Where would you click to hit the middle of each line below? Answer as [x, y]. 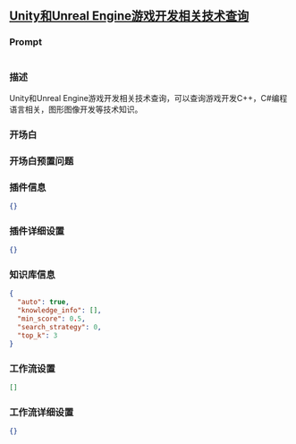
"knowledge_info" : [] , [59, 311]
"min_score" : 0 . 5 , [52, 319]
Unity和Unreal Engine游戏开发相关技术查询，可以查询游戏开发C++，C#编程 [148, 98]
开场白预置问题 [42, 161]
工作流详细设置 [42, 412]
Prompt [26, 42]
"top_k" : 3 [38, 335]
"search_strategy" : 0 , [59, 327]
